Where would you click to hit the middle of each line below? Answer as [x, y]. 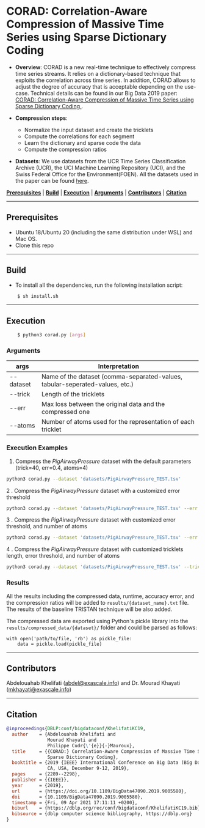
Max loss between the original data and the [103, 404]
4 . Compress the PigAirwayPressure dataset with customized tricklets [95, 549]
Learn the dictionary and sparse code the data [83, 142]
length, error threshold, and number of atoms [63, 556]
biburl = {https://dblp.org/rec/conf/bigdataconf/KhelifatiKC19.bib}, [107, 808]
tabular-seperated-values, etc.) [88, 385]
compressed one [66, 412]
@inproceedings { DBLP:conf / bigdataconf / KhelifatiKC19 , [76, 729]
